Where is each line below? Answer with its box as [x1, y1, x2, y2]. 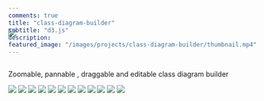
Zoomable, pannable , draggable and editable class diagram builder [8, 69, 229, 79]
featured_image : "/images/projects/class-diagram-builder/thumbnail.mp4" [8, 41, 258, 49]
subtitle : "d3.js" [8, 26, 69, 34]
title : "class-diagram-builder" [8, 19, 115, 27]
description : [8, 33, 52, 42]
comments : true [8, 11, 59, 20]
